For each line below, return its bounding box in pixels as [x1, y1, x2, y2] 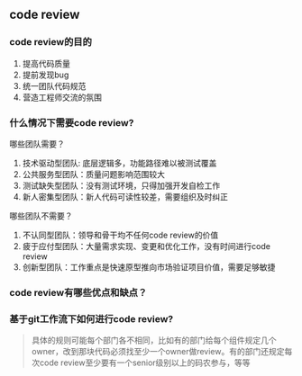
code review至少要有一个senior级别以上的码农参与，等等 [39, 357, 251, 368]
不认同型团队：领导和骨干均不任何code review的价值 [22, 229, 219, 240]
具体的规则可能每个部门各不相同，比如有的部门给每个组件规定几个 [31, 335, 277, 345]
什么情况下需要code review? [9, 116, 134, 129]
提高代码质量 [22, 58, 70, 68]
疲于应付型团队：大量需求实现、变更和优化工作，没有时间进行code [22, 240, 270, 251]
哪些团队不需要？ [9, 210, 73, 221]
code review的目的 [9, 36, 93, 49]
